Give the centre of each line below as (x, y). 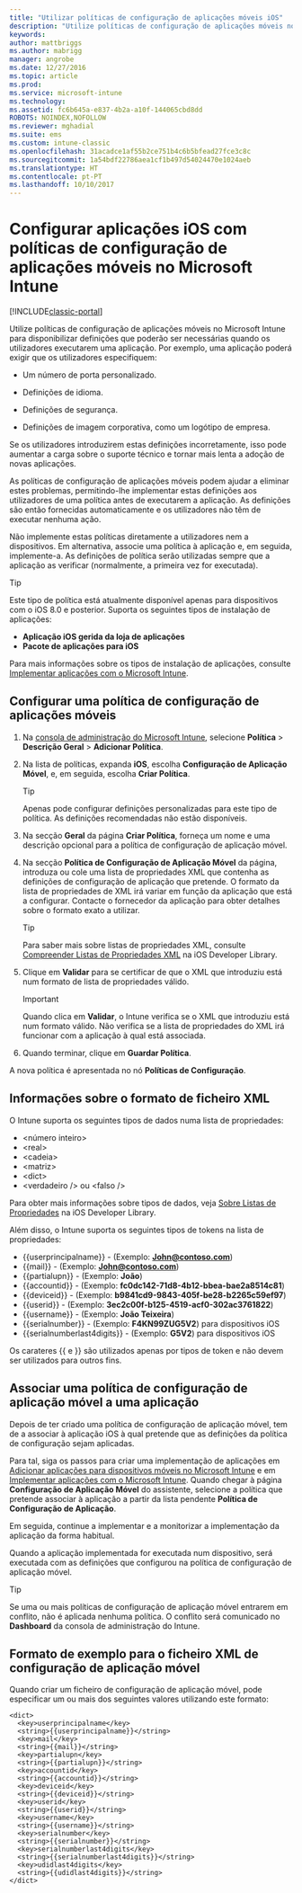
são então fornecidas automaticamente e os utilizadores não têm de (135, 510)
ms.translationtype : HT (54, 168)
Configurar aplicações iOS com (128, 229)
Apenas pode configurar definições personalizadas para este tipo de (149, 808)
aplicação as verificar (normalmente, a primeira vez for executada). (134, 565)
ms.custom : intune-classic (60, 143)
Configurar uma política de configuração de (134, 702)
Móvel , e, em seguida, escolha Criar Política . (106, 773)
